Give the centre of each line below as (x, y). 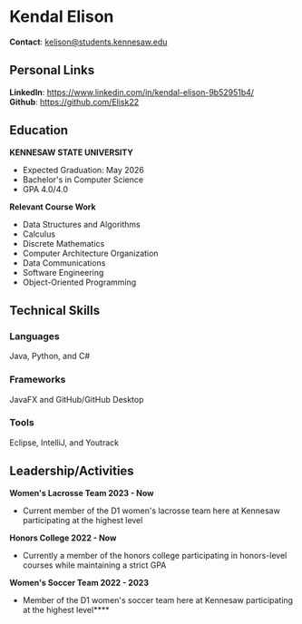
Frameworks (38, 380)
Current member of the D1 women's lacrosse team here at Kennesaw (151, 511)
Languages (35, 336)
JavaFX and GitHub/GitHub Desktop (77, 399)
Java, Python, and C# (50, 356)
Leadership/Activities (72, 471)
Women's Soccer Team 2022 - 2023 (79, 582)
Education (39, 130)
